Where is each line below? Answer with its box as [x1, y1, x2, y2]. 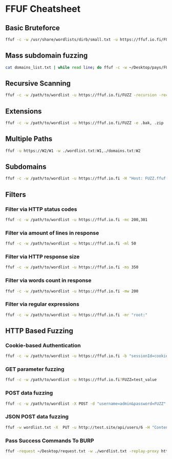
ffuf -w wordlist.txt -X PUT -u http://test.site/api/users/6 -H [5, 425, 150, 430]
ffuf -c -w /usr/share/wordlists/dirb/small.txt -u [5, 37, 118, 42]
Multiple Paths [5, 134, 53, 144]
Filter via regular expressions [5, 301, 79, 308]
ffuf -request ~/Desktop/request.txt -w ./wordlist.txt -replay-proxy [5, 448, 159, 454]
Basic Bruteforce [5, 24, 60, 32]
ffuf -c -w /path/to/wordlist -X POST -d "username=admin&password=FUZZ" [5, 401, 166, 406]
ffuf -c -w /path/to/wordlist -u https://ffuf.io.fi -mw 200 [5, 288, 139, 294]
